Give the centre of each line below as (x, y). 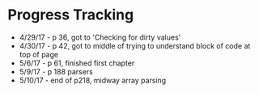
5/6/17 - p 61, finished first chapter (77, 63)
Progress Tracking (71, 15)
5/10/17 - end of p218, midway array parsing (93, 80)
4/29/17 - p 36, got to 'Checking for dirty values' (100, 37)
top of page (38, 54)
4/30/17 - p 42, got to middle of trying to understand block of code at (135, 45)
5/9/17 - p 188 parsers (56, 71)
